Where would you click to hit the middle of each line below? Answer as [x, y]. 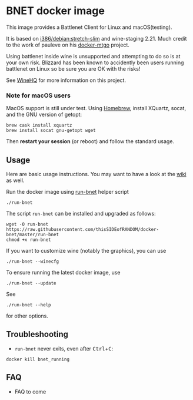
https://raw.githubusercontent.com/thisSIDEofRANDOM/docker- [83, 230]
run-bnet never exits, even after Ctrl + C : [64, 348]
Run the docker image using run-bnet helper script [68, 192]
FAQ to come [30, 391]
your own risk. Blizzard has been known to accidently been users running [95, 62]
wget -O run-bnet [27, 224]
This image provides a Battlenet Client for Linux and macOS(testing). [89, 27]
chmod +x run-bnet [29, 240]
